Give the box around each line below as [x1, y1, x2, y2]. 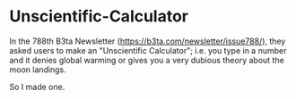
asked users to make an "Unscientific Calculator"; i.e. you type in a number [9, 45, 287, 55]
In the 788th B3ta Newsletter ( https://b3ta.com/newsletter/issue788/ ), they [9, 36, 286, 46]
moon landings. [9, 64, 67, 75]
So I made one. [9, 81, 65, 92]
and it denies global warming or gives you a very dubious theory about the [9, 54, 284, 65]
